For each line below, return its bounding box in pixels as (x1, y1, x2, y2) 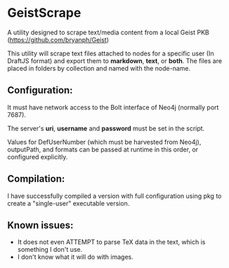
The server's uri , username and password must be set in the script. (7, 124, 205, 133)
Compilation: (7, 173, 65, 185)
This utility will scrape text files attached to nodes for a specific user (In (7, 49, 214, 58)
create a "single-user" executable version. (7, 199, 130, 208)
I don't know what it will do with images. (17, 253, 133, 261)
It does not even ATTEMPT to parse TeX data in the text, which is (17, 238, 206, 246)
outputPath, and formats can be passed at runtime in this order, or (7, 145, 199, 154)
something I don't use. (17, 246, 83, 254)
